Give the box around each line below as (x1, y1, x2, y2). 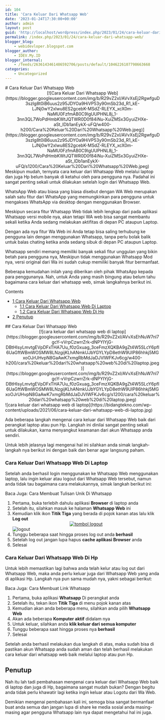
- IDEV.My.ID (14, 53, 41, 58)
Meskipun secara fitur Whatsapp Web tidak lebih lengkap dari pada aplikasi (5, 208, 158, 214)
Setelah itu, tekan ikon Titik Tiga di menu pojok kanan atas (12, 600, 131, 606)
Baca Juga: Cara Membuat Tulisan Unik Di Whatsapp (5, 491, 112, 496)
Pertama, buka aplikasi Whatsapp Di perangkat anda (12, 595, 119, 601)
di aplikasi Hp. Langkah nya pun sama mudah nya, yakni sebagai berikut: (5, 576, 152, 582)
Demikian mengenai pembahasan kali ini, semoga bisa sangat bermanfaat (5, 699, 154, 705)
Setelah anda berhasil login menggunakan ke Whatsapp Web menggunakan (5, 471, 159, 477)
